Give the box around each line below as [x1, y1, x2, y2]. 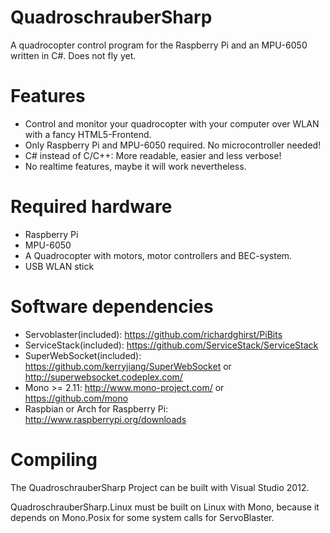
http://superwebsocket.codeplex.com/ [24, 371, 183, 383]
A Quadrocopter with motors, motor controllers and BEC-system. [24, 249, 293, 261]
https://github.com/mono [24, 392, 129, 404]
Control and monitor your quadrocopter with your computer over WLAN [24, 117, 320, 130]
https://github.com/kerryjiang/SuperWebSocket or [24, 360, 232, 372]
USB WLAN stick [24, 260, 95, 272]
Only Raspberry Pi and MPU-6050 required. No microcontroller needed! [24, 139, 322, 151]
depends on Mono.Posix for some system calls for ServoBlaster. [10, 511, 275, 523]
